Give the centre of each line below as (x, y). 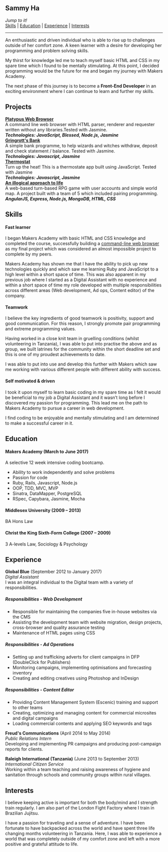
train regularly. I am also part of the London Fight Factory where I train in (80, 808)
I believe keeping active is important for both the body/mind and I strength (81, 802)
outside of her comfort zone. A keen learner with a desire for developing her (84, 45)
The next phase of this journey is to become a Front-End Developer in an (81, 86)
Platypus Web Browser (29, 119)
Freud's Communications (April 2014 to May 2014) (58, 733)
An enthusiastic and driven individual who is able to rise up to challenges (80, 40)
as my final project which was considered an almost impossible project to (81, 249)
